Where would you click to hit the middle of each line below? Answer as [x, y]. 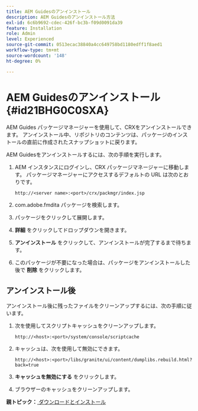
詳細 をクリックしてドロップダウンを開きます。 [72, 230]
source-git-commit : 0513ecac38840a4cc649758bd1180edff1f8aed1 [84, 45]
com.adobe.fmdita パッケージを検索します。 [69, 205]
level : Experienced [30, 39]
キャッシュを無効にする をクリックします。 [67, 377]
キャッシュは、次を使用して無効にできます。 [69, 349]
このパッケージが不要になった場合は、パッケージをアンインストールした [103, 263]
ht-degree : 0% [24, 61]
